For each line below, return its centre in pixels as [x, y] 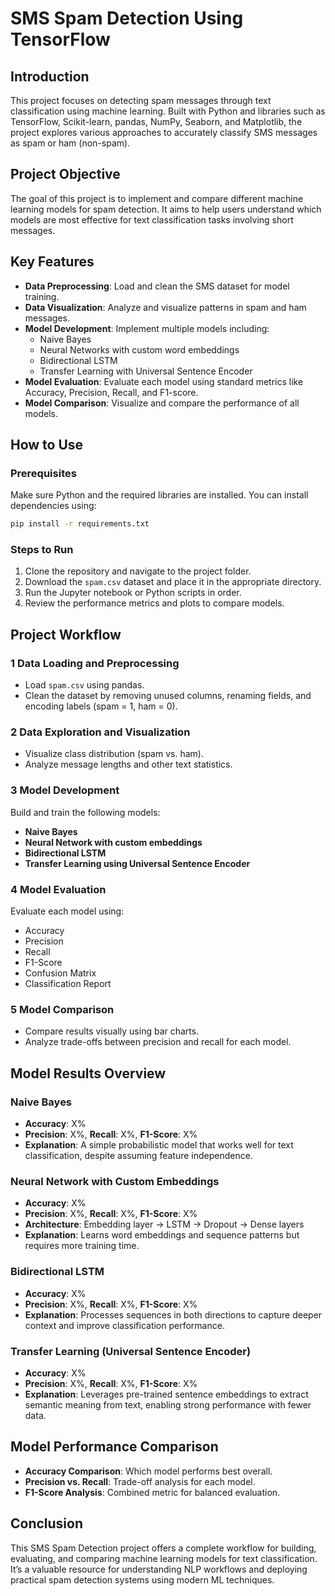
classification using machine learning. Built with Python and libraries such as [168, 111]
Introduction [50, 76]
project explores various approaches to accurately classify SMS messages [164, 132]
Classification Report [68, 984]
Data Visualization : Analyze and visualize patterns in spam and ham [165, 307]
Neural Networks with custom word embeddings [139, 349]
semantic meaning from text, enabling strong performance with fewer [168, 1404]
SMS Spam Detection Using [127, 18]
